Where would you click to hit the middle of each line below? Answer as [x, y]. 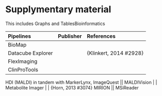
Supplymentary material [58, 9]
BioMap [17, 44]
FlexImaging [23, 61]
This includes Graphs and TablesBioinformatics [55, 23]
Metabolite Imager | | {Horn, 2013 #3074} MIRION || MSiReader [72, 87]
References [101, 36]
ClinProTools [23, 69]
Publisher [70, 36]
